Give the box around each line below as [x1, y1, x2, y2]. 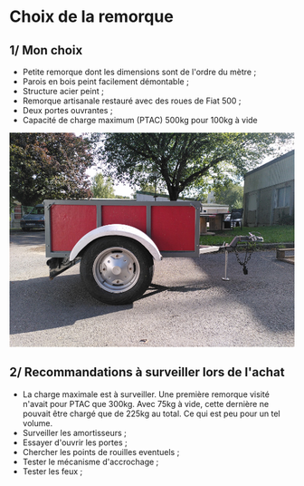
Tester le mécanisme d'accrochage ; [22, 456, 159, 467]
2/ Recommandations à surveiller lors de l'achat [9, 364, 285, 380]
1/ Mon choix [9, 43, 83, 58]
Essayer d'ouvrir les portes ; [22, 437, 128, 448]
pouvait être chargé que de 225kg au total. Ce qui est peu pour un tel [22, 408, 280, 419]
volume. [22, 417, 52, 428]
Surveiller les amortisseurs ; [22, 427, 127, 438]
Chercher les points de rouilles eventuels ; [22, 446, 180, 457]
